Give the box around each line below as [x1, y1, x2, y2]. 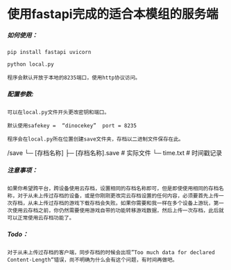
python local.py [7, 61, 54, 68]
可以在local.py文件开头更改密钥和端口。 [7, 109, 110, 116]
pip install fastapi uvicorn [7, 49, 92, 56]
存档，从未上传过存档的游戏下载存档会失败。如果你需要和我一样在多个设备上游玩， [12, 200, 214, 207]
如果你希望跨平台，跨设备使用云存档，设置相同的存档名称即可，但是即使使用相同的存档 [7, 185, 219, 192]
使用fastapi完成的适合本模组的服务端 [7, 6, 219, 22]
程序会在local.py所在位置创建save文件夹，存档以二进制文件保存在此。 [7, 136, 184, 143]
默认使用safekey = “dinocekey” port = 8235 [7, 123, 137, 129]
